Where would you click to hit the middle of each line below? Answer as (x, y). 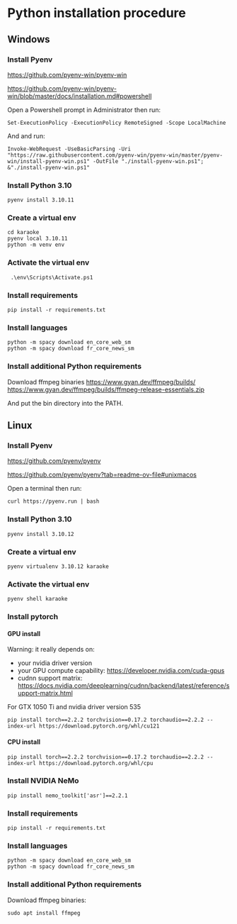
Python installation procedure (97, 13)
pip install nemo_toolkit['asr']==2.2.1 (68, 796)
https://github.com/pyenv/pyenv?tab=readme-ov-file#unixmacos (102, 475)
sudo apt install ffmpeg (44, 913)
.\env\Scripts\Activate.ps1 (52, 277)
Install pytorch (33, 617)
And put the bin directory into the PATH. (65, 403)
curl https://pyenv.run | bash (53, 501)
